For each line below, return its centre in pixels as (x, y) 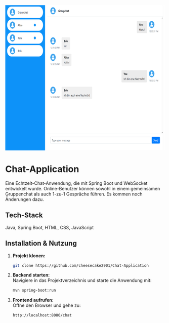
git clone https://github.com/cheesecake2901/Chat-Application (81, 265)
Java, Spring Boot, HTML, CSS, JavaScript (50, 227)
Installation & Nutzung (41, 243)
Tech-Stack (24, 215)
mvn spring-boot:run (34, 291)
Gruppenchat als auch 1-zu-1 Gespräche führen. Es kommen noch (74, 194)
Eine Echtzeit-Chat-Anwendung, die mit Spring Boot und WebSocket (76, 183)
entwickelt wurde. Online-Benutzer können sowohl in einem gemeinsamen (83, 188)
